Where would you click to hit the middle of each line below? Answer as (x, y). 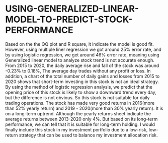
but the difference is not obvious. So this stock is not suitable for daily (77, 97)
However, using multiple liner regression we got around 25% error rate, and (83, 49)
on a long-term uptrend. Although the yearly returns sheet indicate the (78, 113)
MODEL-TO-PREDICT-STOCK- (69, 19)
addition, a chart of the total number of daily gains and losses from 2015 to (82, 76)
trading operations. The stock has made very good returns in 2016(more (80, 103)
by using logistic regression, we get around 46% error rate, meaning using (82, 55)
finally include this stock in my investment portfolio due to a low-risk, (76, 129)
